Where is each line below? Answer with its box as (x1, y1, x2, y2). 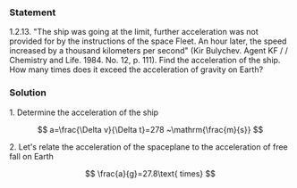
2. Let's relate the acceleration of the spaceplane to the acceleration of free (9, 141, 288, 152)
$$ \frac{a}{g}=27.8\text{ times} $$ (84, 168, 216, 179)
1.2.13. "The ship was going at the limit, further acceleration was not (9, 27, 259, 37)
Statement (9, 6, 56, 19)
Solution (9, 86, 47, 99)
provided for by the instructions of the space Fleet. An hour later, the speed (9, 36, 287, 46)
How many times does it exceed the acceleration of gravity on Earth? (9, 64, 264, 75)
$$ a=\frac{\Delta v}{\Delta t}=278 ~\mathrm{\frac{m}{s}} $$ (37, 124, 264, 135)
